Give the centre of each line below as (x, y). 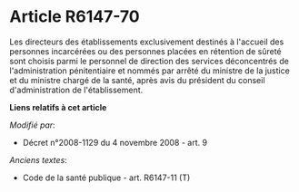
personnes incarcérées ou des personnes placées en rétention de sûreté (145, 51)
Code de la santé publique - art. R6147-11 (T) (106, 178)
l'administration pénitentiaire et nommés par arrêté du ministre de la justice (150, 71)
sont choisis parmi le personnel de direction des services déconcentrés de (149, 61)
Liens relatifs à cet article (58, 107)
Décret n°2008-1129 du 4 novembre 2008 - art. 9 (115, 142)
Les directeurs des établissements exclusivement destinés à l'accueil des (147, 42)
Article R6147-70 (75, 17)
